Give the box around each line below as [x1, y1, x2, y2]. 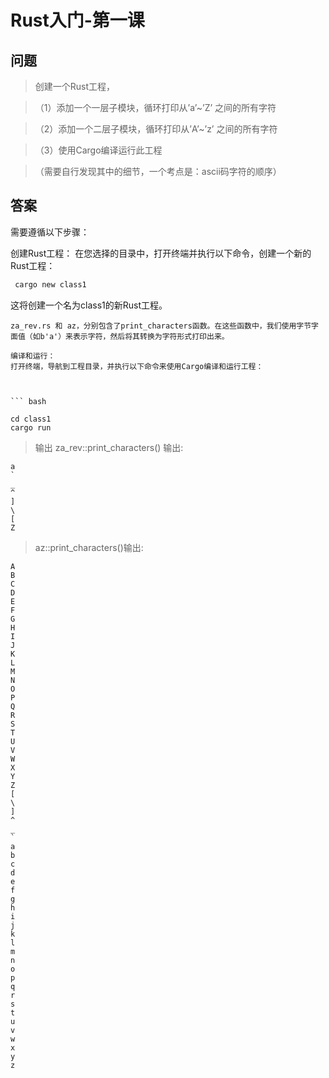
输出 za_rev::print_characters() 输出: [34, 441, 184, 453]
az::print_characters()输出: [34, 541, 144, 553]
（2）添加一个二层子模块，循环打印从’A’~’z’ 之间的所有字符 [34, 123, 278, 135]
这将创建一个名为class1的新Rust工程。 [10, 299, 168, 311]
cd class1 [10, 414, 52, 424]
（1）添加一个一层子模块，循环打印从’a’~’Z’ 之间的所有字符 [34, 102, 277, 113]
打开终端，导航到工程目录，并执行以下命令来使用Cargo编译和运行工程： [10, 361, 264, 371]
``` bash [10, 396, 47, 406]
